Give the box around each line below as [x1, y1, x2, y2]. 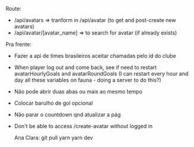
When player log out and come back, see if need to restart [14, 64, 157, 71]
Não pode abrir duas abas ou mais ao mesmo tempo [14, 88, 143, 95]
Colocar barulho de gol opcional [14, 99, 93, 107]
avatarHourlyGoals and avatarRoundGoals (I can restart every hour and [14, 70, 189, 77]
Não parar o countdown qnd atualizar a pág [14, 111, 121, 118]
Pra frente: [5, 41, 32, 48]
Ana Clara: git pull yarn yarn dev [14, 134, 93, 141]
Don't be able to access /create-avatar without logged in [14, 123, 152, 130]
